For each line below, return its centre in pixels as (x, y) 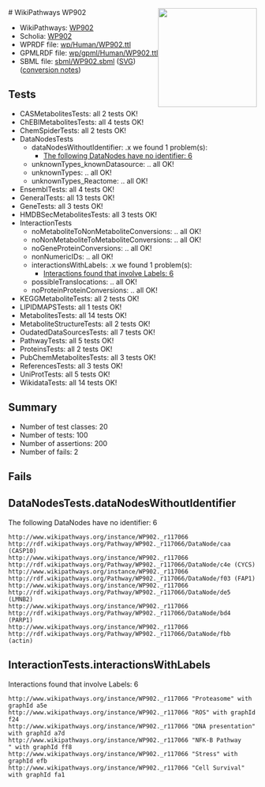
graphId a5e (28, 706)
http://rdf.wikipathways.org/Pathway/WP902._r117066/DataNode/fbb (119, 634)
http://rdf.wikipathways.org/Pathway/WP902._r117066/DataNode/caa (119, 544)
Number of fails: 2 (49, 452)
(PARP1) (21, 620)
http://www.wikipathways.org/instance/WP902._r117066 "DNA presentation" (132, 726)
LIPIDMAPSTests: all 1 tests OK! (71, 307)
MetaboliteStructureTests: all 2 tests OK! (85, 324)
